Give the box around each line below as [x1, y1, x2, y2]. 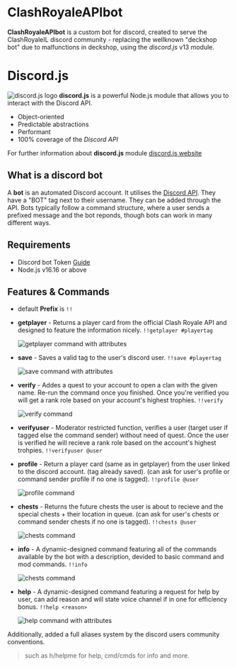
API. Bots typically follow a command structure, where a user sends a [7, 203, 210, 211]
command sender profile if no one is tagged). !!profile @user [17, 475, 200, 483]
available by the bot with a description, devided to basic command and [17, 553, 224, 561]
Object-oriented [17, 112, 65, 121]
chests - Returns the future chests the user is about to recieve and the [17, 502, 224, 511]
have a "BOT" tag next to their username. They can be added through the [7, 196, 221, 204]
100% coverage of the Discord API [17, 135, 119, 143]
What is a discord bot [7, 170, 103, 182]
